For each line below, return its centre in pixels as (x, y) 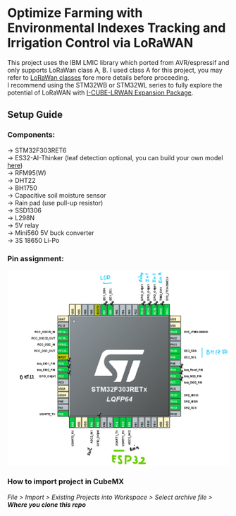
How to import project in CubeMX (66, 481)
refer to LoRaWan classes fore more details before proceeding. (98, 77)
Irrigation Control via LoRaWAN (100, 43)
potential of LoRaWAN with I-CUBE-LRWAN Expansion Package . (100, 92)
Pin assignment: (36, 258)
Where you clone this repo (47, 504)
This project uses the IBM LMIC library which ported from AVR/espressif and (118, 62)
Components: (31, 135)
